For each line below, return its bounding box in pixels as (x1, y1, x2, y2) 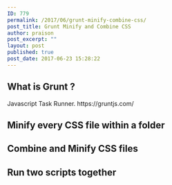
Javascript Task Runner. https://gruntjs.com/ (7, 99, 134, 107)
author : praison (7, 29, 54, 37)
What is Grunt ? (7, 81, 76, 93)
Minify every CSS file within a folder (7, 119, 165, 131)
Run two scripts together (7, 166, 117, 178)
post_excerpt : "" (7, 36, 57, 43)
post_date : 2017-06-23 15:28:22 (7, 55, 100, 62)
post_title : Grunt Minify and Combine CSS (7, 23, 131, 30)
